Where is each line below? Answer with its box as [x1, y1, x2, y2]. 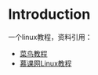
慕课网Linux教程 [19, 59, 72, 68]
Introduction [8, 5, 91, 23]
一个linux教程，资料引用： [8, 32, 93, 41]
